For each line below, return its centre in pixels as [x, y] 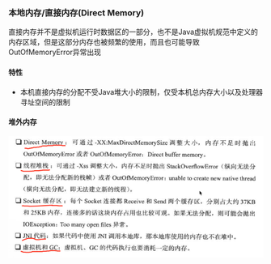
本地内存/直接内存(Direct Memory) [76, 12]
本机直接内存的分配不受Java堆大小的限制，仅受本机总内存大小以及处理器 [142, 92]
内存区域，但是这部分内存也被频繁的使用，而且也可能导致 [104, 42]
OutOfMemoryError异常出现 [55, 52]
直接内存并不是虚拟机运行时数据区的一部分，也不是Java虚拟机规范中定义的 [133, 32]
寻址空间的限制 [45, 102]
